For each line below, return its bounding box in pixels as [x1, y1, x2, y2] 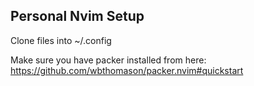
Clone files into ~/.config [10, 34, 112, 46]
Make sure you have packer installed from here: [10, 54, 207, 66]
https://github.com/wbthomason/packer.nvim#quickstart [10, 64, 244, 76]
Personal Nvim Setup [10, 8, 145, 25]
